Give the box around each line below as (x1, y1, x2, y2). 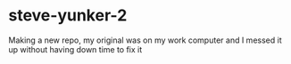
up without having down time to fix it (8, 44, 143, 54)
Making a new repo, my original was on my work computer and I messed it (8, 35, 282, 45)
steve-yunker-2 (8, 5, 128, 26)
